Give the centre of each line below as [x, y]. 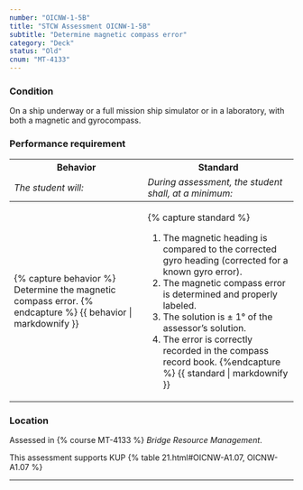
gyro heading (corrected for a [225, 260]
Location [29, 421]
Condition [32, 91]
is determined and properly [220, 294]
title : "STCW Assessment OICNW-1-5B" [80, 26]
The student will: [49, 188]
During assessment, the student [215, 181]
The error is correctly [208, 339]
